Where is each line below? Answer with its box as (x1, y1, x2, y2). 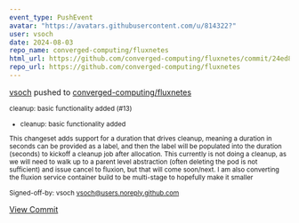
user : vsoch (9, 29, 53, 38)
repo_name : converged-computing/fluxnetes (9, 46, 169, 55)
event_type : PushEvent (9, 12, 93, 22)
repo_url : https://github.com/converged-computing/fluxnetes (9, 63, 241, 72)
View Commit (9, 203, 59, 214)
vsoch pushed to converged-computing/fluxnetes (9, 86, 192, 98)
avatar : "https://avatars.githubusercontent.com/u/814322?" (9, 21, 238, 30)
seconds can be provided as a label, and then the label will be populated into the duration (9, 141, 282, 151)
